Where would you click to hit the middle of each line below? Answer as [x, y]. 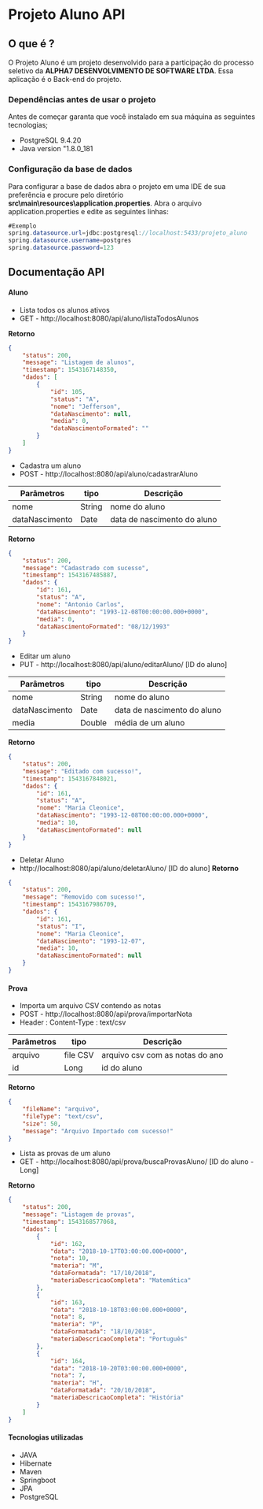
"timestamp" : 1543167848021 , [70, 779]
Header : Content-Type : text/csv [73, 1022]
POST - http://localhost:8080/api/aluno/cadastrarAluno [109, 473]
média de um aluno [150, 723]
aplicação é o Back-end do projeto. [65, 79]
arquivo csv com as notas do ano [163, 1055]
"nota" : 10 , [69, 1259]
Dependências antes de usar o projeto [82, 99]
